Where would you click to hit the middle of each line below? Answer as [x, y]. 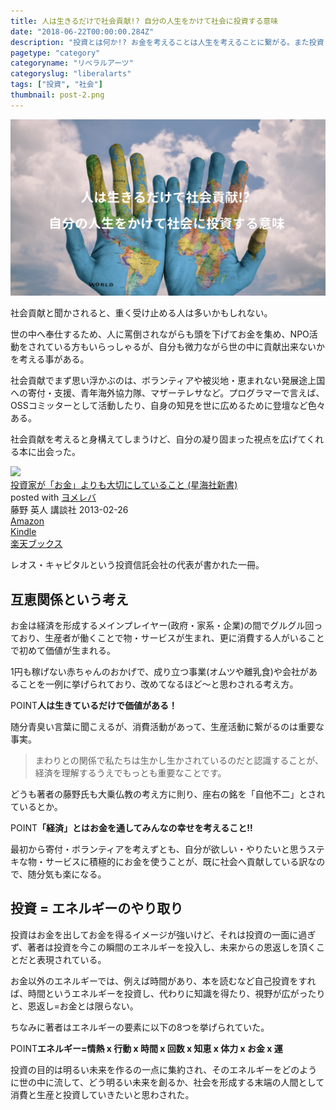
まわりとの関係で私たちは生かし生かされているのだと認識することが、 [179, 761]
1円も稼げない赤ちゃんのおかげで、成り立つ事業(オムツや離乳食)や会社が [159, 672]
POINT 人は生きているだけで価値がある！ [94, 706]
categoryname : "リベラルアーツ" [72, 63]
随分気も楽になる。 [67, 874]
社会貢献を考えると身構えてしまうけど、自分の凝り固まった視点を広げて [158, 439]
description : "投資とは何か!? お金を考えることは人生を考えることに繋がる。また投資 [167, 42]
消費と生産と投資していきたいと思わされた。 [102, 1094]
